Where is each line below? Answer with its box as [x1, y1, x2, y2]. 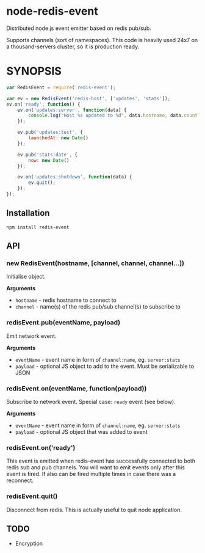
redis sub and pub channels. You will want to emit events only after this [6, 464, 185, 471]
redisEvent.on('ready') [6, 443, 76, 452]
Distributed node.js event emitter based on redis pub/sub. [6, 24, 151, 32]
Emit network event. [6, 332, 57, 340]
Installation [6, 208, 50, 218]
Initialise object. [6, 273, 46, 280]
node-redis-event [6, 4, 99, 18]
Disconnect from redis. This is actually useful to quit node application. [6, 506, 182, 513]
